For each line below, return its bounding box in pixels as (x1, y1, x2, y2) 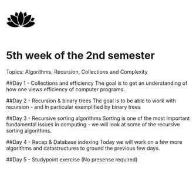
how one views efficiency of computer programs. (6, 85, 125, 92)
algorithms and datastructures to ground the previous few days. (6, 144, 160, 151)
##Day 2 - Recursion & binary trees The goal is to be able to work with (6, 97, 176, 104)
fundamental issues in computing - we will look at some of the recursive (6, 120, 180, 127)
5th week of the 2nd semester (6, 49, 156, 63)
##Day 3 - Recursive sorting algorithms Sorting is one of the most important (6, 115, 190, 122)
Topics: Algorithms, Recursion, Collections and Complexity (6, 68, 148, 75)
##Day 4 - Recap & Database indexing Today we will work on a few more (6, 138, 183, 145)
